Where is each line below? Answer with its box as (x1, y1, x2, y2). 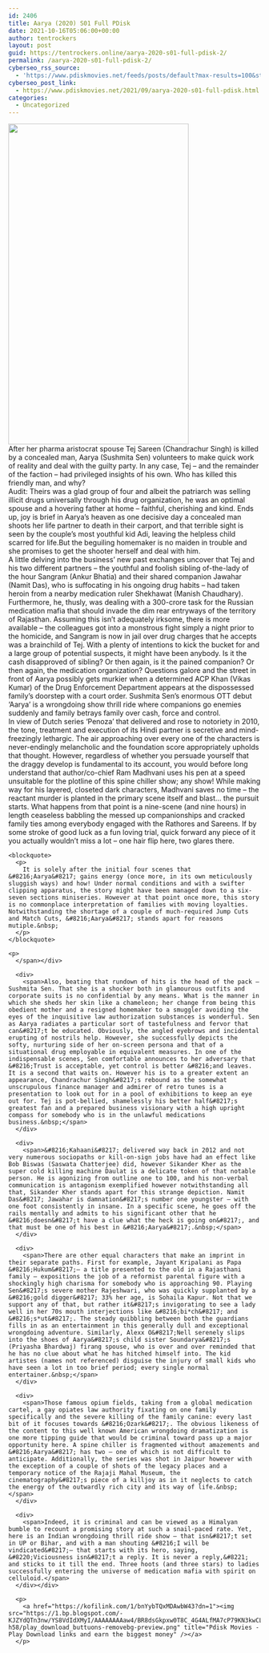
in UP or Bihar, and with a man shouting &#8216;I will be (8, 1539, 210, 1548)
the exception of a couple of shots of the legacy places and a (8, 1462, 227, 1470)
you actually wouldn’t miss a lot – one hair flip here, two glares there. (8, 836, 235, 846)
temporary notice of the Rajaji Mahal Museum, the (8, 1469, 181, 1477)
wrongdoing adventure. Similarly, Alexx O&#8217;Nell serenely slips (8, 1329, 246, 1337)
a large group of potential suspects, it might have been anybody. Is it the (8, 649, 247, 658)
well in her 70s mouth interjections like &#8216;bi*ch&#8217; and (8, 1308, 239, 1316)
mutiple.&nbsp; (8, 922, 59, 930)
